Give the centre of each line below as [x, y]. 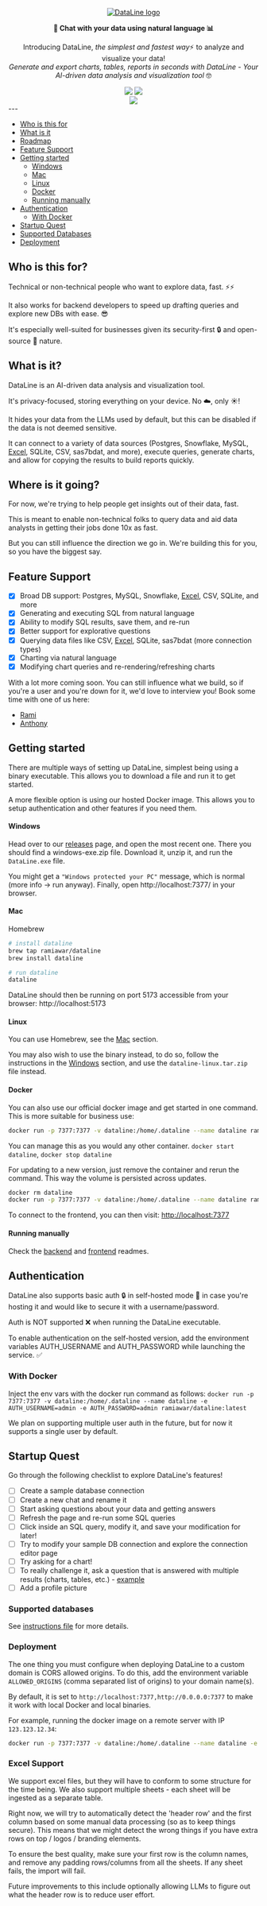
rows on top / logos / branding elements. [75, 1838]
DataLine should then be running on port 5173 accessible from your [118, 995]
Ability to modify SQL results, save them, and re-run [105, 622]
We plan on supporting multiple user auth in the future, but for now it [120, 1423]
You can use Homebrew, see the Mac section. [83, 1039]
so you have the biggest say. [55, 551]
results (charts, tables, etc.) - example [82, 1579]
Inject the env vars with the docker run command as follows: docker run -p [131, 1394]
